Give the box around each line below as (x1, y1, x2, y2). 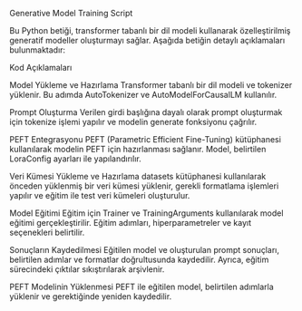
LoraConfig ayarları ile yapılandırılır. (9, 153, 142, 164)
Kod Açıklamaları (9, 63, 73, 73)
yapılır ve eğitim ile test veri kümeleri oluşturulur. (9, 190, 190, 200)
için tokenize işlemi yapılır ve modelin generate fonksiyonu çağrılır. (9, 117, 258, 127)
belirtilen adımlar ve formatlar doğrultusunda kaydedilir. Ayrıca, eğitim (9, 254, 269, 265)
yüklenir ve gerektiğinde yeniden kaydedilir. (9, 291, 172, 302)
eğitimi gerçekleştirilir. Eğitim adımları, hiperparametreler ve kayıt (9, 218, 252, 228)
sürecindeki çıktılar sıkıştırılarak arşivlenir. (9, 264, 165, 275)
